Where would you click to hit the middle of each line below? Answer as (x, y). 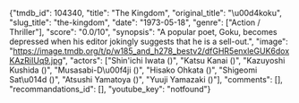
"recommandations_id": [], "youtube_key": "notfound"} (110, 89)
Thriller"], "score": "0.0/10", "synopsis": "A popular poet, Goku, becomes (143, 32)
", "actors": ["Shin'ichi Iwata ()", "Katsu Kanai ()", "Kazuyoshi (174, 60)
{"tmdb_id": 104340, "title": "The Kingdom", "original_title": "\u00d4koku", (145, 13)
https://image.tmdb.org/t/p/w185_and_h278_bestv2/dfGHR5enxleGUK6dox (151, 51)
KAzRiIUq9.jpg (36, 60)
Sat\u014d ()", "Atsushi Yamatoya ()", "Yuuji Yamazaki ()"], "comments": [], (146, 79)
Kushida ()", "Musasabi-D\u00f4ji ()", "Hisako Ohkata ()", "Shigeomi (133, 70)
